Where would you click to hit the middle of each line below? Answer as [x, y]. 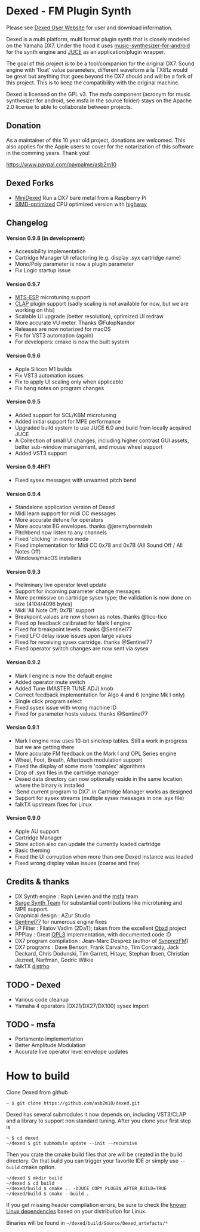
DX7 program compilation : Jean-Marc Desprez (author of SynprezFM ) [102, 941]
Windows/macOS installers [48, 558]
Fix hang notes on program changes [59, 388]
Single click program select [48, 701]
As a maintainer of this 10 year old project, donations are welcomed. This [96, 140]
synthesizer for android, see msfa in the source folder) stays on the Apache [99, 101]
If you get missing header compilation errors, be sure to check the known [96, 1205]
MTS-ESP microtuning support [53, 297]
